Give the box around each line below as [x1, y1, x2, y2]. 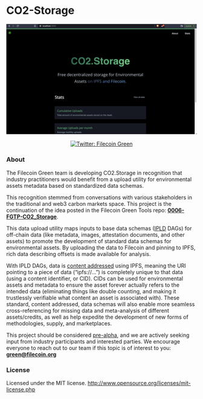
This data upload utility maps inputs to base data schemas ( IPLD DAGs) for [6, 225, 192, 232]
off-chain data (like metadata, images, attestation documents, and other [6, 231, 185, 238]
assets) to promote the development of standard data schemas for [6, 237, 172, 244]
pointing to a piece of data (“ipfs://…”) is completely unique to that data [6, 268, 183, 275]
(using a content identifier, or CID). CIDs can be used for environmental [6, 275, 183, 282]
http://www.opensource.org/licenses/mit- [87, 379, 192, 386]
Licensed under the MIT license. [6, 379, 86, 386]
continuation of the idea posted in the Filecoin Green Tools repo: [6, 206, 167, 214]
